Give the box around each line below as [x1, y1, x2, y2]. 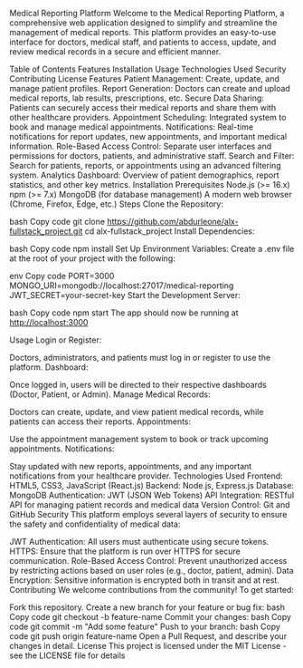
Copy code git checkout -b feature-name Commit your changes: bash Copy [9, 612, 292, 622]
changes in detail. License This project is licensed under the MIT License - [9, 641, 287, 651]
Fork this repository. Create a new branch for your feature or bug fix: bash [9, 602, 285, 613]
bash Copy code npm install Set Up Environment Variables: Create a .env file [9, 244, 295, 254]
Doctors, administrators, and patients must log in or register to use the [9, 353, 271, 363]
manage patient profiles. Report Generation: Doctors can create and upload [9, 83, 291, 93]
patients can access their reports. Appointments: [9, 416, 192, 427]
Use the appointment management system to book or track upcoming [9, 434, 269, 444]
